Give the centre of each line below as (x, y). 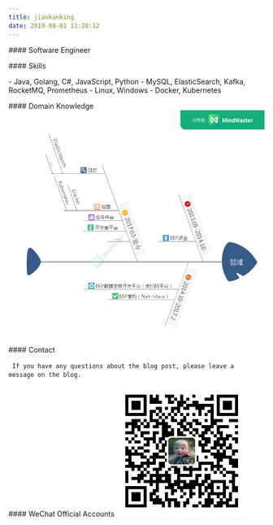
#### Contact (32, 350)
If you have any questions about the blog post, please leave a (123, 367)
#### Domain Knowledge (51, 106)
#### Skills (27, 66)
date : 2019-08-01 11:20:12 (54, 26)
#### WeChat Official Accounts (62, 514)
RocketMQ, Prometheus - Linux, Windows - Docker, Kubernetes (115, 90)
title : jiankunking (41, 17)
